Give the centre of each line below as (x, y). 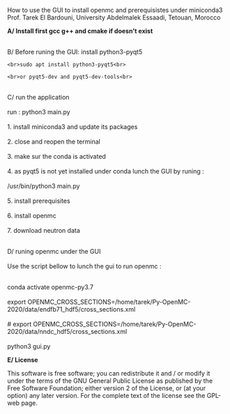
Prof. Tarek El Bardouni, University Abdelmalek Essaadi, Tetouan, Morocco (114, 17)
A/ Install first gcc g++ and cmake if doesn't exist (80, 31)
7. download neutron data (44, 230)
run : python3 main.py (39, 112)
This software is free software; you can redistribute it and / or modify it (109, 373)
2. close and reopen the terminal (54, 141)
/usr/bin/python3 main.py (44, 186)
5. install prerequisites (39, 201)
